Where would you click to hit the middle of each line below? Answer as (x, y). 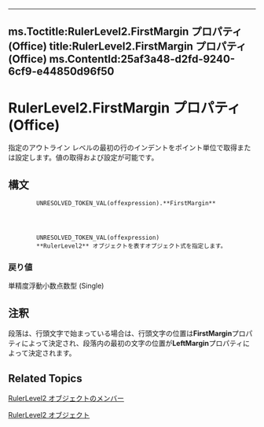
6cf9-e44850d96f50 (61, 72)
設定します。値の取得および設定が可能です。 (86, 157)
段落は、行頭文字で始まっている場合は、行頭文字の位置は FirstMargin (120, 333)
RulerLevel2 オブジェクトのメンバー (66, 399)
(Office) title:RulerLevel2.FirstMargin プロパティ (128, 47)
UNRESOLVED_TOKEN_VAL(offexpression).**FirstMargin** (126, 204)
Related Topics (45, 378)
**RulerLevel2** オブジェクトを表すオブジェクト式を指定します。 (132, 246)
